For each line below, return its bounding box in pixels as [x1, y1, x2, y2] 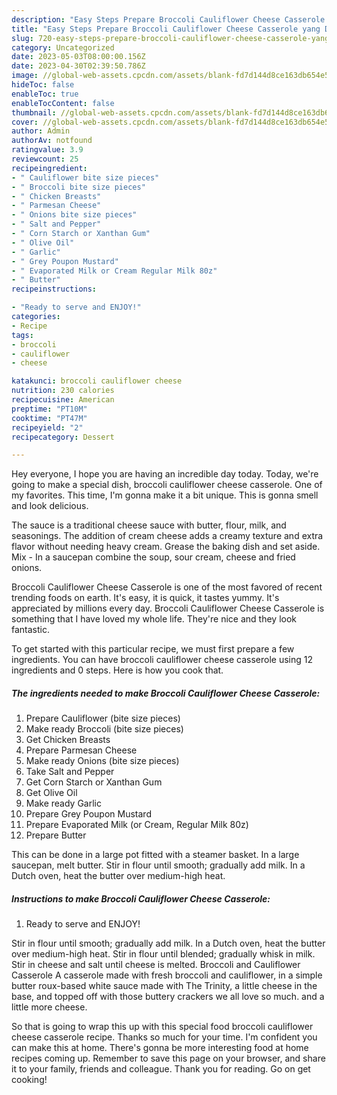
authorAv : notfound [11, 136, 93, 146]
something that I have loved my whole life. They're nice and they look [11, 613, 297, 625]
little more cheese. [11, 1001, 88, 1013]
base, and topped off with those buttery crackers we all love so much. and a [11, 991, 325, 1003]
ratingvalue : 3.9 [11, 145, 84, 155]
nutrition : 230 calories [11, 386, 115, 396]
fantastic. [11, 624, 50, 636]
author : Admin [11, 126, 71, 136]
